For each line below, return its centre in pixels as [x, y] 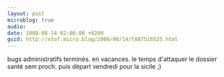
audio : [17, 26]
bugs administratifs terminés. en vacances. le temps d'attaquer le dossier [112, 59]
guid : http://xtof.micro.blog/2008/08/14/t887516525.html [93, 40]
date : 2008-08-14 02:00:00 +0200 [55, 33]
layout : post [26, 14]
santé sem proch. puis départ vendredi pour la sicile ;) [84, 67]
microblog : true [31, 20]
